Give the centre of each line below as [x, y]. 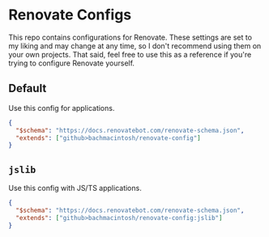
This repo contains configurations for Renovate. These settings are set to [130, 37]
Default [28, 89]
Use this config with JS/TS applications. [75, 188]
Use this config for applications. [62, 108]
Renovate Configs [70, 15]
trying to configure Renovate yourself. [72, 63]
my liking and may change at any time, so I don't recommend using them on [135, 45]
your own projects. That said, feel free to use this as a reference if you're [130, 54]
